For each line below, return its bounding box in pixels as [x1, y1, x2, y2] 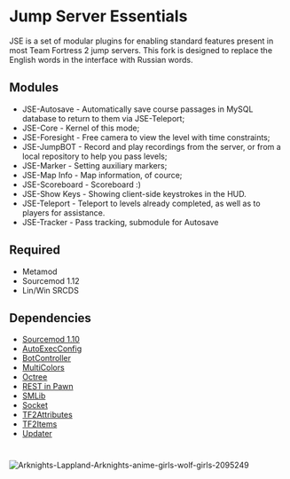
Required [9, 242, 60, 258]
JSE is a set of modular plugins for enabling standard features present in [9, 35, 274, 46]
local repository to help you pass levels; [21, 151, 168, 161]
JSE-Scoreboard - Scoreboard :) [21, 179, 142, 190]
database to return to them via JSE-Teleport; [21, 113, 185, 123]
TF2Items [21, 419, 58, 429]
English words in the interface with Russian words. [9, 54, 193, 65]
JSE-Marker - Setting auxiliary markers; [21, 160, 168, 170]
